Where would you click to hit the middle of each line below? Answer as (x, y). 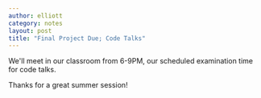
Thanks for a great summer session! (68, 85)
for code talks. (32, 70)
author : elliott (35, 16)
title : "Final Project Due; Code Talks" (77, 38)
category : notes (35, 23)
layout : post (30, 31)
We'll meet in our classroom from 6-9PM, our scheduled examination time (131, 61)
